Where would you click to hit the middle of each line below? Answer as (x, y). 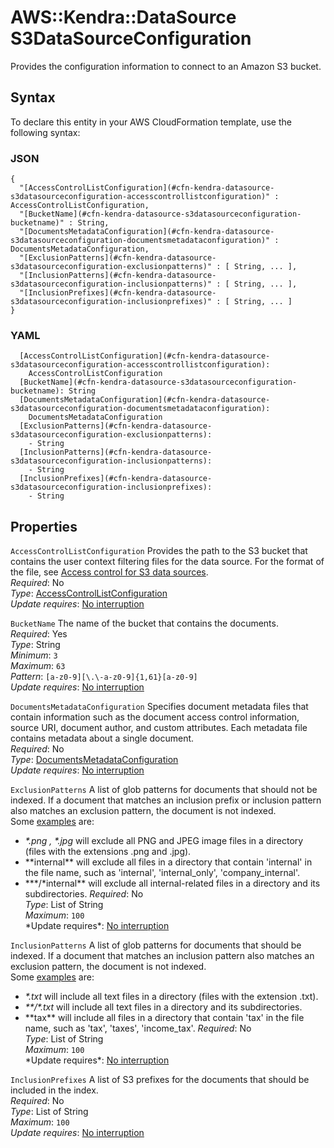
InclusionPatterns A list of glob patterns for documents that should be (156, 945)
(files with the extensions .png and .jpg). (108, 852)
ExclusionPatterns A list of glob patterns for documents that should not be (164, 790)
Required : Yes (39, 634)
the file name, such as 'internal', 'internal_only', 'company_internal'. (162, 873)
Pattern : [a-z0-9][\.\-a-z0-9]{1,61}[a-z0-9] (104, 677)
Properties (44, 526)
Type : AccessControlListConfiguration (89, 593)
